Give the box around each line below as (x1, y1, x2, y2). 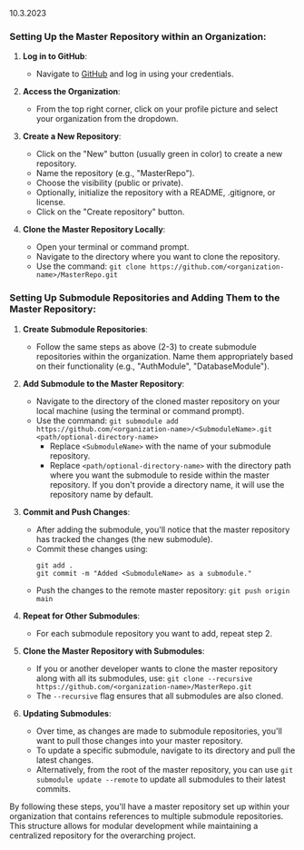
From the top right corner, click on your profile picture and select (35, 104, 279, 114)
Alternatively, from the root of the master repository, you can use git (35, 764, 293, 775)
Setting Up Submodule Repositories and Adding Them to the (9, 292, 280, 304)
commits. (35, 783, 71, 794)
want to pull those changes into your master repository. (35, 735, 243, 746)
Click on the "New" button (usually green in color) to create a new (35, 149, 283, 160)
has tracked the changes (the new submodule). (35, 533, 213, 544)
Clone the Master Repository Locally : (22, 224, 166, 235)
